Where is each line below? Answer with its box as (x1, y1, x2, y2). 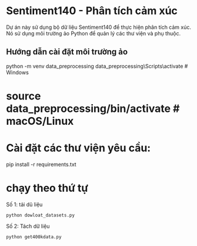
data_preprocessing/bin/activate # (6, 102, 180, 115)
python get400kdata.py (6, 234, 62, 240)
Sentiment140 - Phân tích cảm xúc (6, 4, 178, 18)
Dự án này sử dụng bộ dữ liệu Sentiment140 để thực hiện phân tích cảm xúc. (6, 24, 192, 31)
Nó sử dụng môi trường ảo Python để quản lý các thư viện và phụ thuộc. (6, 29, 181, 36)
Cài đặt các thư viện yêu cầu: (6, 141, 151, 155)
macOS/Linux (6, 114, 74, 128)
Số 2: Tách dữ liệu (6, 222, 50, 230)
